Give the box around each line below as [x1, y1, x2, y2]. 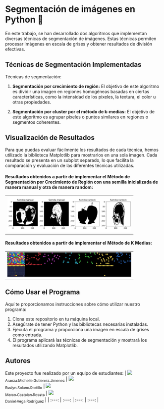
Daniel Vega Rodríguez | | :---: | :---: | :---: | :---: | [5, 397, 99, 404]
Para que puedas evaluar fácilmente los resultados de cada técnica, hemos [5, 147, 159, 153]
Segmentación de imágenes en [5, 3, 135, 15]
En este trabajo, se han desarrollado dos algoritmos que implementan [5, 30, 147, 36]
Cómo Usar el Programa [5, 288, 80, 297]
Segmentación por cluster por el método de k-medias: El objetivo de [12, 108, 155, 114]
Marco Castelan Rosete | [5, 390, 48, 397]
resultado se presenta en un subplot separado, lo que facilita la [5, 157, 134, 163]
